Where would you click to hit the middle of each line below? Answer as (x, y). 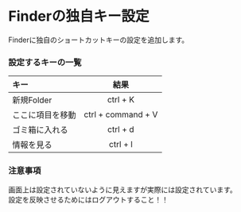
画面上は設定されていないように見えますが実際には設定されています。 (122, 189)
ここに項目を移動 (45, 115)
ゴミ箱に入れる (41, 130)
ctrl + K (121, 100)
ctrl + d (120, 129)
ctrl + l (120, 145)
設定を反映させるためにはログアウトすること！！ (88, 199)
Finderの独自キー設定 (79, 16)
